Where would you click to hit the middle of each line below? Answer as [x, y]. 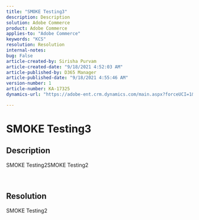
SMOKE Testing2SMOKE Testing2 [47, 165]
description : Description [38, 17]
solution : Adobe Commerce [38, 23]
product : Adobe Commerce [37, 28]
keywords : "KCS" [26, 39]
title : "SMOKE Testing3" [37, 12]
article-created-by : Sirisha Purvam [51, 61]
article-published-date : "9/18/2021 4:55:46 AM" [67, 78]
